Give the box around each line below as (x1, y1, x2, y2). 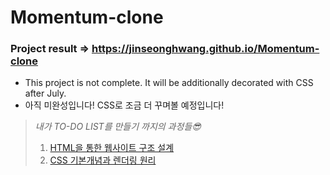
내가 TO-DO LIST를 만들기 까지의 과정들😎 (34, 121, 202, 133)
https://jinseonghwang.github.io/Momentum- (91, 42, 320, 56)
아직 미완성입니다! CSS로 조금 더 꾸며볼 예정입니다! (24, 99, 225, 111)
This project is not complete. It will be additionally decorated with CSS (24, 77, 314, 89)
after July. (24, 87, 67, 100)
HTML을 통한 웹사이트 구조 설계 (49, 142, 175, 154)
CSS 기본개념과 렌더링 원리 (49, 154, 157, 166)
